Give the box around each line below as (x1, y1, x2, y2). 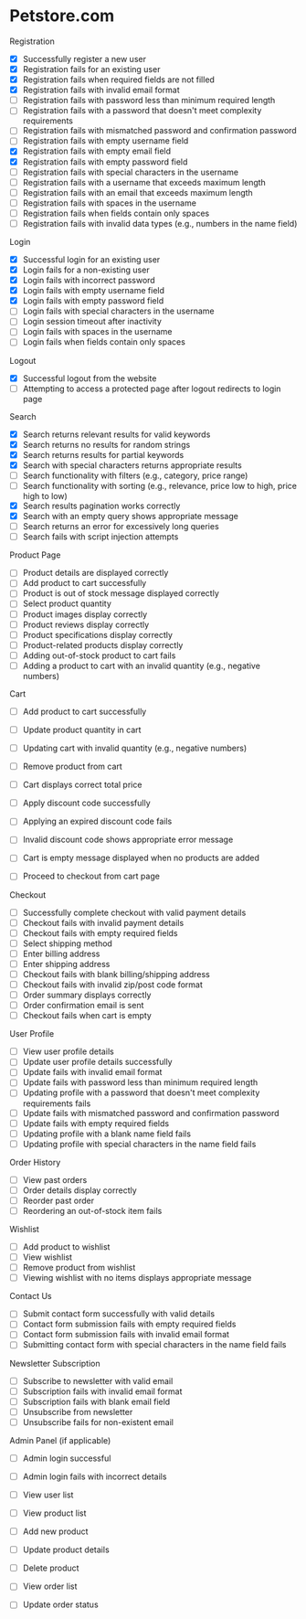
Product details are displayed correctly (22, 568, 169, 579)
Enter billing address (22, 948, 100, 959)
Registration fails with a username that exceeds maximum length (22, 176, 267, 187)
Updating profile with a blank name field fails (22, 1128, 192, 1139)
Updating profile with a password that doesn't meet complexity (22, 1087, 260, 1098)
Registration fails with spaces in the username (22, 197, 196, 208)
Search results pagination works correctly (22, 500, 181, 511)
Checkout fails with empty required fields (22, 927, 178, 938)
